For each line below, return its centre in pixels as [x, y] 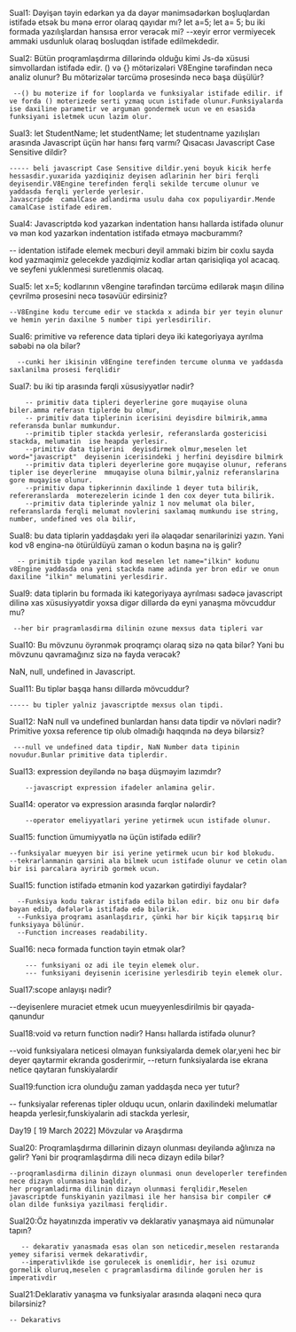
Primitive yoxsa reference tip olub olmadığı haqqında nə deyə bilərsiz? [137, 731]
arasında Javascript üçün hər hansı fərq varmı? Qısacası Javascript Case [142, 143]
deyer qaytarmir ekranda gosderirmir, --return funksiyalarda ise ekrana [139, 1060]
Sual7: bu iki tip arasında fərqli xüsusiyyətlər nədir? [102, 386]
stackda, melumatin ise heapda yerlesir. [89, 441]
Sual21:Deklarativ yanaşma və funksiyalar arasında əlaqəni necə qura [135, 1294]
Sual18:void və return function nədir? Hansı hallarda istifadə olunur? [132, 1033]
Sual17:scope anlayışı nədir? [61, 990]
